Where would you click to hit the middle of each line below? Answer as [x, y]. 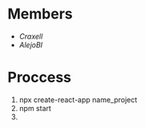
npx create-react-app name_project [78, 99]
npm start [35, 108]
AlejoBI [31, 44]
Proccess [40, 78]
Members [40, 14]
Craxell [31, 36]
